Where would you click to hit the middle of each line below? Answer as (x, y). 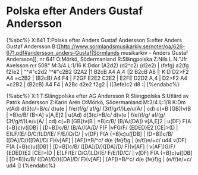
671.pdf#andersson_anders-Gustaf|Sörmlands (63, 52)
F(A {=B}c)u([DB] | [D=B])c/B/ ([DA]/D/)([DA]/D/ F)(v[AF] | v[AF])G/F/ (91, 146)
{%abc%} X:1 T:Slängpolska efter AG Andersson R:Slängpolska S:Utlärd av (98, 96)
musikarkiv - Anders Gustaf (155, 52)
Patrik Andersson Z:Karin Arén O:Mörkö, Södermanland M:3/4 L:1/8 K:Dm (96, 102)
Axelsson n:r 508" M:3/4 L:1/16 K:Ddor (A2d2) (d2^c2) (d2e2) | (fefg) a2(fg (98, 65)
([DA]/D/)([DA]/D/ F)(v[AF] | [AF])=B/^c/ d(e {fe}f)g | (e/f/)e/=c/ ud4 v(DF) (97, 140)
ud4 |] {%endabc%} (31, 165)
